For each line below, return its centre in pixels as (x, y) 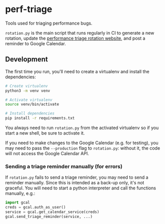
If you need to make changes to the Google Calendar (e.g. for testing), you (82, 143)
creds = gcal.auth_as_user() (35, 207)
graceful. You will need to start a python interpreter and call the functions (81, 188)
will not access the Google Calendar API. (47, 153)
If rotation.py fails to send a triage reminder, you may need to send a (77, 177)
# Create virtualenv (27, 86)
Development (27, 60)
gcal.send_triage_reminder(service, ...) (49, 216)
